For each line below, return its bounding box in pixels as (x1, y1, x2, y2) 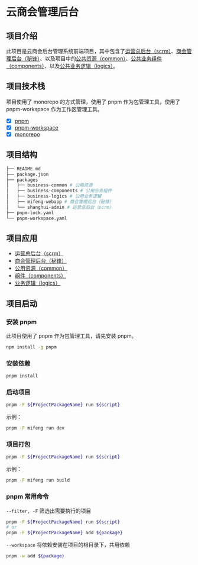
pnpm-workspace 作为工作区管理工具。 (6, 105, 103, 112)
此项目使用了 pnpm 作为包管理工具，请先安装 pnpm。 (6, 332, 137, 340)
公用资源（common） (14, 264, 68, 272)
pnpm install (6, 373, 38, 379)
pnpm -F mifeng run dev (6, 425, 65, 431)
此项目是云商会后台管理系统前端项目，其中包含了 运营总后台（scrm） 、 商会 (6, 48, 187, 54)
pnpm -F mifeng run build (6, 477, 70, 483)
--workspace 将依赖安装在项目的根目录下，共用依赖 (6, 541, 130, 548)
